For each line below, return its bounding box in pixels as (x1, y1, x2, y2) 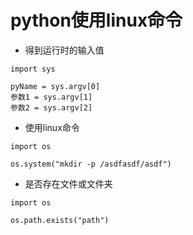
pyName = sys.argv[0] (10, 81, 101, 91)
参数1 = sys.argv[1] (10, 92, 93, 102)
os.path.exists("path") (10, 215, 110, 225)
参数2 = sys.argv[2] (10, 102, 93, 113)
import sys (10, 64, 56, 74)
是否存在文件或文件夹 (24, 177, 113, 190)
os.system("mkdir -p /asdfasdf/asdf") (10, 159, 172, 169)
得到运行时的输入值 (24, 44, 105, 56)
